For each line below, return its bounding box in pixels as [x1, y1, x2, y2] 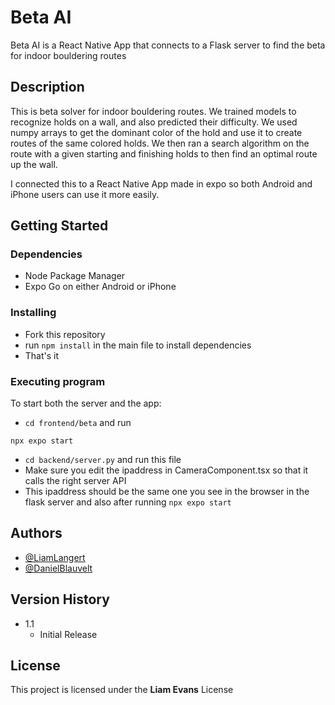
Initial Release [39, 628, 98, 640]
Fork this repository [24, 328, 106, 340]
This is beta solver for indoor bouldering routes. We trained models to [10, 105, 297, 117]
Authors [10, 525, 63, 542]
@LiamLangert [24, 551, 86, 563]
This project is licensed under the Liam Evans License [10, 684, 234, 696]
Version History [10, 591, 110, 608]
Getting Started [10, 217, 109, 235]
